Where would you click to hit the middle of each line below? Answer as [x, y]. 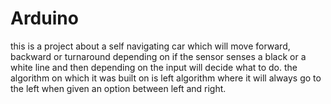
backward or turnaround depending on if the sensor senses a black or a [158, 56]
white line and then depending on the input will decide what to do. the [154, 67]
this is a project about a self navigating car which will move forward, [150, 46]
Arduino [44, 18]
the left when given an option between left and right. [118, 88]
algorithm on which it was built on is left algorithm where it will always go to [166, 78]
